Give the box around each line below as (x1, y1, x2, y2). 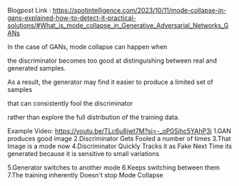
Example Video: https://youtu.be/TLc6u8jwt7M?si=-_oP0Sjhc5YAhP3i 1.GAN (7, 127, 232, 135)
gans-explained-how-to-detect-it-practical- (7, 14, 137, 22)
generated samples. (7, 64, 66, 72)
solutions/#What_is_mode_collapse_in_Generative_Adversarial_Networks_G (7, 21, 229, 29)
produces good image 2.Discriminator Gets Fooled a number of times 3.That (7, 135, 231, 143)
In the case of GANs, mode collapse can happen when (7, 43, 168, 51)
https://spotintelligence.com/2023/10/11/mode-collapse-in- (52, 6, 227, 14)
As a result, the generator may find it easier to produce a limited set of (7, 78, 214, 86)
